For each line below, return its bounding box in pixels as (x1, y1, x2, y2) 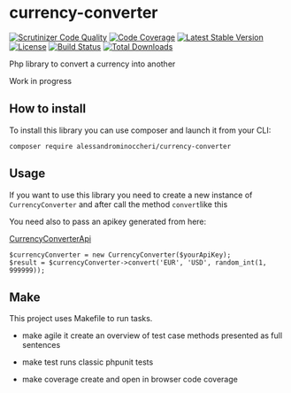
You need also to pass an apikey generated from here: (9, 216, 207, 227)
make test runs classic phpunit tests (21, 357, 154, 367)
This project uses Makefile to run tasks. (9, 313, 153, 324)
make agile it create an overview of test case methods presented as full (21, 330, 283, 341)
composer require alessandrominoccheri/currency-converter (9, 142, 232, 150)
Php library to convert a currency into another (9, 58, 176, 69)
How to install (9, 101, 87, 117)
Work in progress (9, 75, 73, 86)
